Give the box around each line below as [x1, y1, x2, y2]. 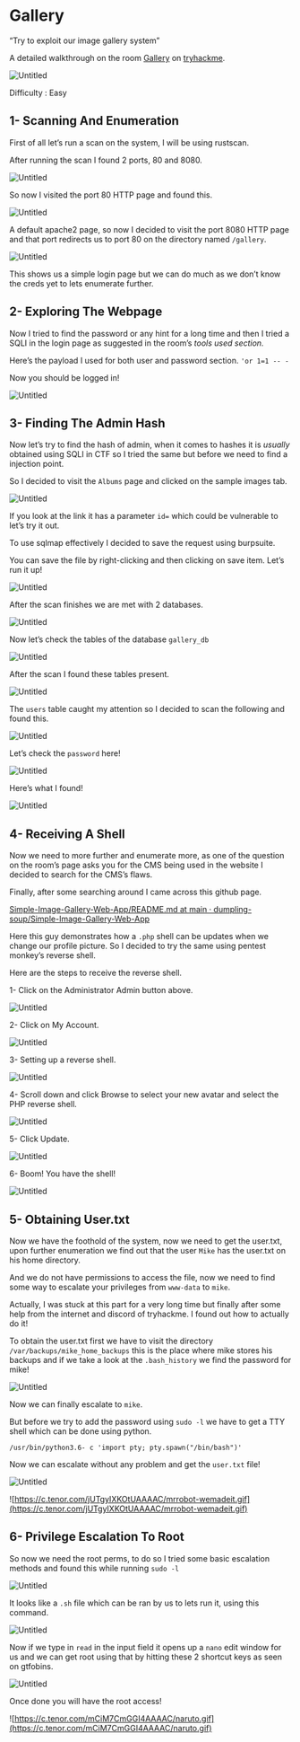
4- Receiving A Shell [9, 826, 125, 841]
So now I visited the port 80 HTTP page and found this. [9, 189, 213, 200]
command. [9, 1606, 49, 1617]
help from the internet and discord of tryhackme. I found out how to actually [9, 1308, 289, 1319]
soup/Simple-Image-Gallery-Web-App [9, 913, 150, 925]
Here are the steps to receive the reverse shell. [9, 967, 182, 979]
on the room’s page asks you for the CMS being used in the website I [9, 859, 263, 871]
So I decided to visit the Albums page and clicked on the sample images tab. [9, 476, 288, 487]
